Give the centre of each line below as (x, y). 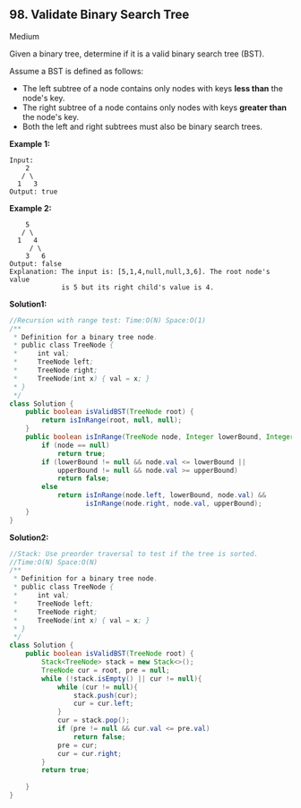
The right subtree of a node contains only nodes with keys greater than (154, 107)
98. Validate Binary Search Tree (99, 15)
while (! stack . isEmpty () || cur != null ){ (122, 679)
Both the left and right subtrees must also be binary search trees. (142, 126)
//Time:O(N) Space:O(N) (54, 562)
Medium (25, 36)
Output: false (36, 263)
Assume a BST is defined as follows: (77, 71)
